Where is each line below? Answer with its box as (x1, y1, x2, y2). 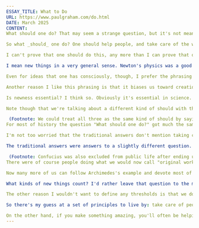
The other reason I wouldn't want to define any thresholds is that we (6, 191, 187, 197)
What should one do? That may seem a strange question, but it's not (6, 31, 182, 37)
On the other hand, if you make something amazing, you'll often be (6, 213, 179, 219)
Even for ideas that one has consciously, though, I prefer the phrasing (6, 73, 192, 79)
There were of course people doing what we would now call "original (6, 159, 182, 165)
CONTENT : (6, 25, 28, 31)
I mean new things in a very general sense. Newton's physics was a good (6, 63, 192, 69)
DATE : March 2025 (6, 20, 49, 25)
